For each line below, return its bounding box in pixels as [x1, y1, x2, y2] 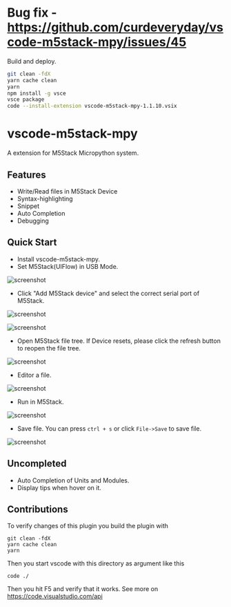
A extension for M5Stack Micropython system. [7, 149, 139, 157]
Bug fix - [7, 5, 57, 21]
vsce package [7, 96, 45, 103]
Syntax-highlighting [17, 194, 74, 203]
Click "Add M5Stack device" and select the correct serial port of [17, 289, 200, 297]
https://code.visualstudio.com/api [7, 592, 103, 601]
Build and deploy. [7, 57, 57, 65]
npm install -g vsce [7, 90, 67, 97]
